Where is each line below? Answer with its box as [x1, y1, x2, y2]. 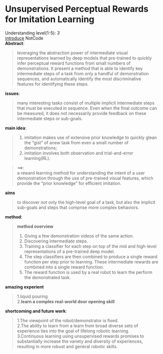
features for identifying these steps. [17, 81, 89, 87]
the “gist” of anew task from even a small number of [24, 139, 129, 145]
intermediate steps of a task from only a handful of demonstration [17, 70, 149, 76]
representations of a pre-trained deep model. [24, 248, 115, 254]
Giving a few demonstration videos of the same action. [24, 233, 134, 239]
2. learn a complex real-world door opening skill [17, 298, 115, 304]
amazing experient [5, 284, 44, 289]
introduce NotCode [5, 35, 44, 41]
